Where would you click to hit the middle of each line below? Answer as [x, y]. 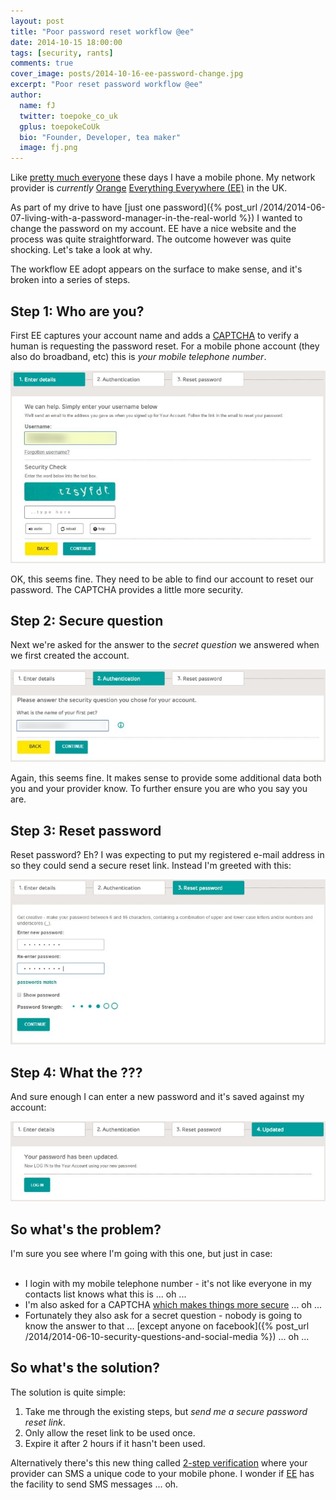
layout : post [37, 21]
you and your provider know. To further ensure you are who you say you [159, 789]
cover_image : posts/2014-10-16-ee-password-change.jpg [127, 74]
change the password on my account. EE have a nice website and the [153, 229]
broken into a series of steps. [70, 280]
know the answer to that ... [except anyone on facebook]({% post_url [167, 1326]
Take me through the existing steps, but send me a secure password [166, 1411]
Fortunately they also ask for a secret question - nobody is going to [163, 1315]
